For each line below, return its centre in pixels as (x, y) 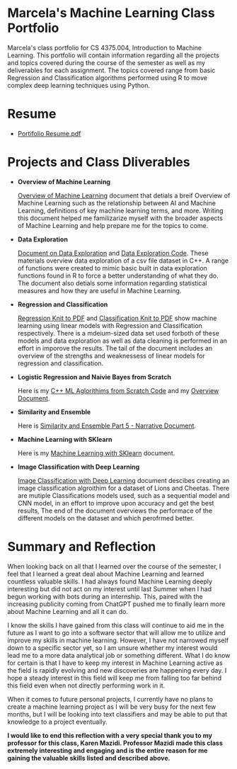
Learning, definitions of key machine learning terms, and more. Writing (121, 210)
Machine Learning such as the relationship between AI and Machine (116, 203)
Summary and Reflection (82, 547)
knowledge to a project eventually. (57, 722)
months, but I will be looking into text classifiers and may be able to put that (117, 714)
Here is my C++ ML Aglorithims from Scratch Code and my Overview (118, 390)
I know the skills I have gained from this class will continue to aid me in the (116, 625)
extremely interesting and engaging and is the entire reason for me (108, 750)
